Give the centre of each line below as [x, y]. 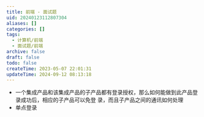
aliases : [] [21, 23]
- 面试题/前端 [28, 46]
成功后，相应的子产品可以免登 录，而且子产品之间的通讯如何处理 [102, 100]
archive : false [26, 52]
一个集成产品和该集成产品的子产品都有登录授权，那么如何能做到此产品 [104, 93]
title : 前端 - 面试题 [32, 12]
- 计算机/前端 [28, 40]
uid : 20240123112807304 [37, 18]
